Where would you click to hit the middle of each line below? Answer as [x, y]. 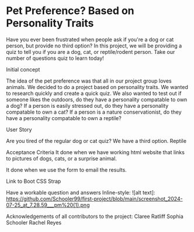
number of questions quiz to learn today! [55, 58]
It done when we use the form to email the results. [66, 170]
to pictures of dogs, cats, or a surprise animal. [61, 158]
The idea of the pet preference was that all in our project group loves [89, 81]
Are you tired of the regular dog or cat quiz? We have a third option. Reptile [96, 141]
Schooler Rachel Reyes [34, 222]
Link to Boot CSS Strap [34, 181]
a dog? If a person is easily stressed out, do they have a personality [87, 105]
